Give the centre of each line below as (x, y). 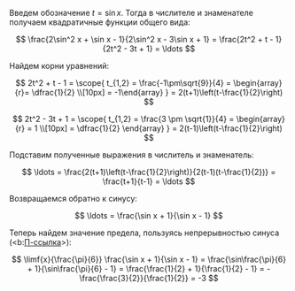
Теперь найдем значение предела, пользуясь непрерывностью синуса (144, 233)
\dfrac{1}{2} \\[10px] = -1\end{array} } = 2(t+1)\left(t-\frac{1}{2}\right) (157, 92)
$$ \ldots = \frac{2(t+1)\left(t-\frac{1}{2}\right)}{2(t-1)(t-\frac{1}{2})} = (149, 172)
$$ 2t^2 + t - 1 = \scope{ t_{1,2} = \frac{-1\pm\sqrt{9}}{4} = (124, 83)
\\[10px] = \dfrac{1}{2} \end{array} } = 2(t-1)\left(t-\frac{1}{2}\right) (161, 128)
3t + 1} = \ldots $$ (163, 49)
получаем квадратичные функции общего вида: (100, 22)
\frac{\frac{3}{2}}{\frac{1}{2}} (134, 278)
